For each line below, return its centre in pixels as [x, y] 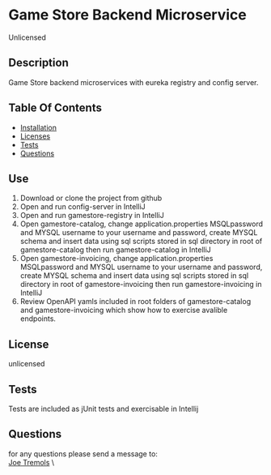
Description [38, 63]
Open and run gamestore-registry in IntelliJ [92, 216]
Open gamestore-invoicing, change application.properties [116, 259]
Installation [38, 127]
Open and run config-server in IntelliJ [83, 207]
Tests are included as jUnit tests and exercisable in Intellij [104, 409]
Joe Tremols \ [32, 462]
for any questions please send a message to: [83, 454]
